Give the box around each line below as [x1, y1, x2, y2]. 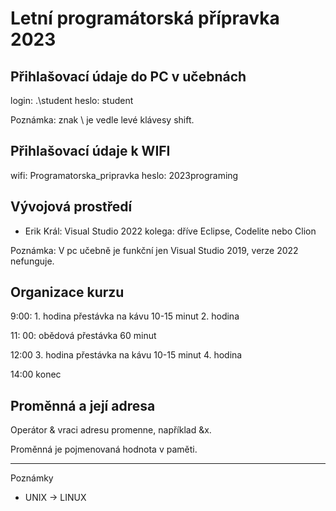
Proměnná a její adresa [10, 397, 156, 414]
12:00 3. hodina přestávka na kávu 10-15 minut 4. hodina [10, 349, 243, 361]
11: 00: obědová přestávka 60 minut [10, 330, 157, 342]
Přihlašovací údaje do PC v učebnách [10, 68, 247, 85]
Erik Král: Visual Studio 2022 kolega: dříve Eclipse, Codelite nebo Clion [24, 225, 317, 237]
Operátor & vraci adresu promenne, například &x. [10, 424, 212, 436]
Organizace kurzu [10, 284, 125, 301]
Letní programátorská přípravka [10, 7, 280, 30]
